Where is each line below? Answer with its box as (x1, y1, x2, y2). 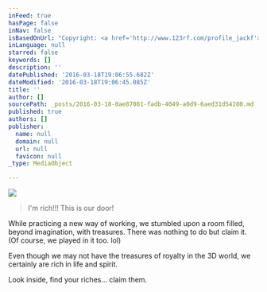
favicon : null (15, 152, 62, 160)
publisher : (8, 123, 44, 130)
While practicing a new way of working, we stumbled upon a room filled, (8, 219, 245, 228)
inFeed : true (8, 11, 52, 20)
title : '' (8, 85, 41, 94)
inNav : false (8, 26, 52, 34)
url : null (15, 145, 48, 153)
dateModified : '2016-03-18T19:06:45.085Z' (8, 78, 151, 86)
